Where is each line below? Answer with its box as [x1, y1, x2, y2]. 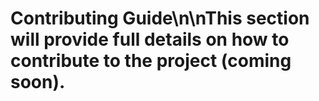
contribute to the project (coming [10, 50, 292, 72]
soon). [10, 71, 66, 94]
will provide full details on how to [10, 28, 290, 51]
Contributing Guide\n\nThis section [10, 7, 310, 30]
